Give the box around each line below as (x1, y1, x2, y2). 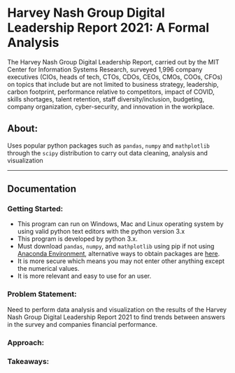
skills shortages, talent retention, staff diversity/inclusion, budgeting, (7, 94, 205, 103)
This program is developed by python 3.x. (17, 234, 138, 243)
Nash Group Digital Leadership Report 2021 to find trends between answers (7, 313, 226, 321)
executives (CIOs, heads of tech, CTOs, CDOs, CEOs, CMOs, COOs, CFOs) (7, 72, 223, 81)
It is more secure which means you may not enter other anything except (17, 257, 225, 265)
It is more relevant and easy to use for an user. (17, 272, 152, 281)
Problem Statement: (7, 289, 77, 299)
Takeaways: (7, 356, 50, 366)
